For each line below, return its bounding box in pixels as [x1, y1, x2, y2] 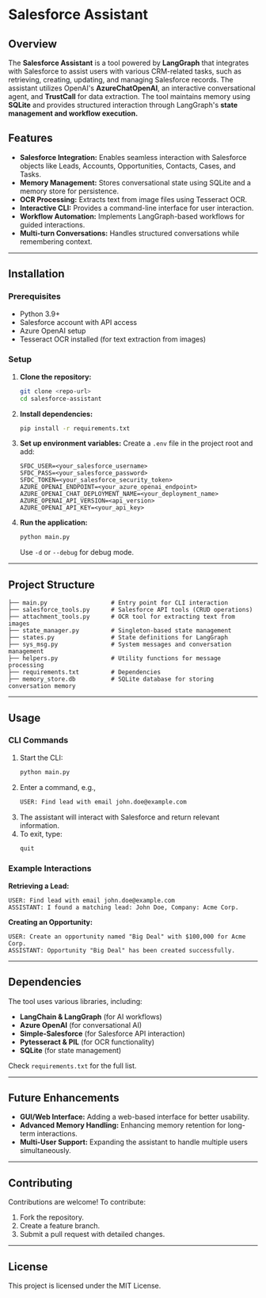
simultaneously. [19, 1146, 71, 1155]
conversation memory [8, 682, 77, 690]
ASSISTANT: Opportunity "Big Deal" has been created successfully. [8, 946, 236, 954]
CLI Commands [8, 735, 69, 746]
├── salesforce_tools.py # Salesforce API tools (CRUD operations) [8, 606, 253, 614]
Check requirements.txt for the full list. [8, 1060, 137, 1071]
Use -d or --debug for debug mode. [19, 548, 135, 557]
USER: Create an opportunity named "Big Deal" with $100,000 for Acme [8, 933, 246, 941]
